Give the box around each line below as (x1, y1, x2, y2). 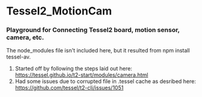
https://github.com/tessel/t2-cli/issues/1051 (15, 84, 124, 92)
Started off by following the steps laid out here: (15, 65, 132, 72)
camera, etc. (6, 33, 44, 42)
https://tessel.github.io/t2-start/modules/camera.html (15, 71, 149, 79)
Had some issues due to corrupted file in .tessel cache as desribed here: (15, 78, 197, 85)
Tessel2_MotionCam (6, 4, 112, 18)
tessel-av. (6, 53, 31, 61)
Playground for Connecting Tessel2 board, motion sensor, (6, 26, 180, 34)
